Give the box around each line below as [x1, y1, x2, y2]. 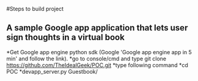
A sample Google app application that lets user [6, 23, 188, 33]
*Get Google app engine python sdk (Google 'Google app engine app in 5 [6, 48, 193, 55]
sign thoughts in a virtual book [6, 32, 125, 43]
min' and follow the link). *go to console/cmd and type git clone [6, 55, 167, 62]
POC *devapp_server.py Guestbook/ [6, 68, 98, 75]
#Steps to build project [6, 5, 64, 12]
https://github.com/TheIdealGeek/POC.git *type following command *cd [6, 61, 188, 69]
